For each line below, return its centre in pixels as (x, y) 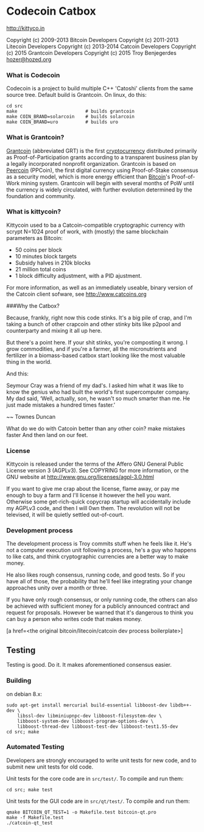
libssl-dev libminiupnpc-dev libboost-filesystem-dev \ (90, 716)
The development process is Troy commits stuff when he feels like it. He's (99, 544)
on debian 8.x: (24, 694)
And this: (18, 374)
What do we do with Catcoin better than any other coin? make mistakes (96, 428)
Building (19, 681)
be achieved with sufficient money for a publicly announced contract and (98, 606)
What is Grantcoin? (35, 137)
